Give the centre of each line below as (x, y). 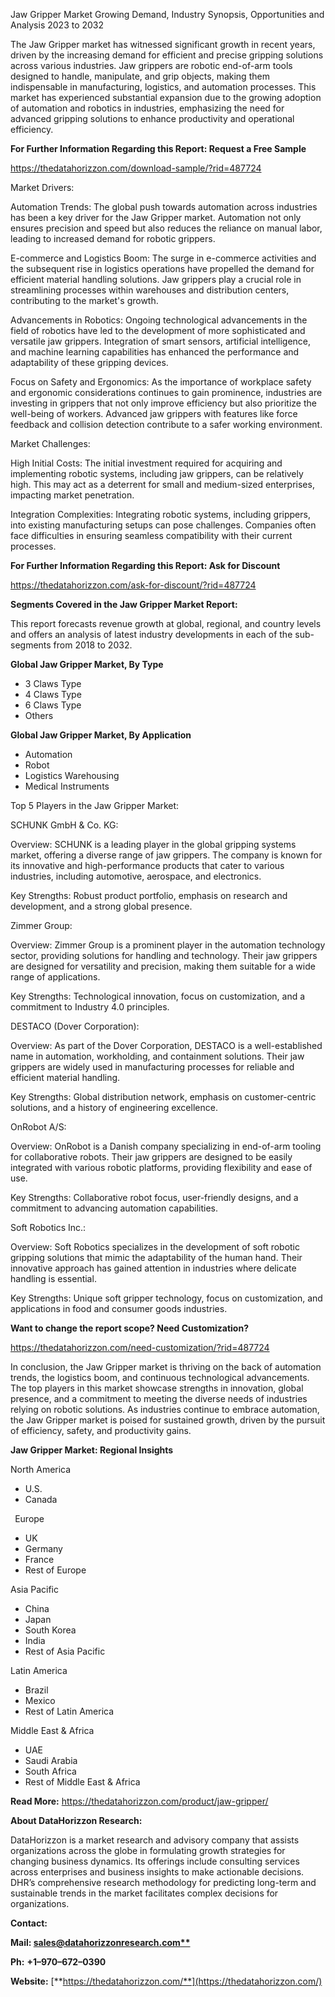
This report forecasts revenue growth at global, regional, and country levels (166, 623)
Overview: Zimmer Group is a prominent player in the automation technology (168, 945)
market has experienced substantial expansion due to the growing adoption (166, 97)
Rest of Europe (55, 1570)
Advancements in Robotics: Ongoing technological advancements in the (159, 320)
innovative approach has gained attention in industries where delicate (153, 1268)
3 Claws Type (53, 683)
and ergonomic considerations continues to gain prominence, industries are (166, 392)
